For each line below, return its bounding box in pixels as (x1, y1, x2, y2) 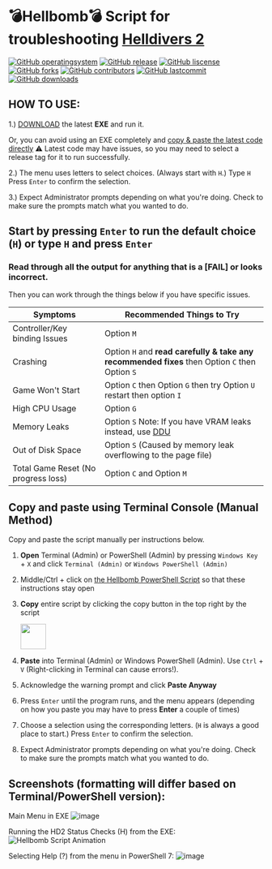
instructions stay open (19, 583, 95, 593)
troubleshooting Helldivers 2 (8, 30, 205, 49)
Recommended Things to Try (124, 309, 240, 320)
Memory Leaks (12, 421, 70, 432)
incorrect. (8, 272, 49, 283)
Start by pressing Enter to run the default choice (8, 225, 257, 239)
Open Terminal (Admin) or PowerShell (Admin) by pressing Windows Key (19, 550, 258, 561)
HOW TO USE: (8, 97, 81, 111)
